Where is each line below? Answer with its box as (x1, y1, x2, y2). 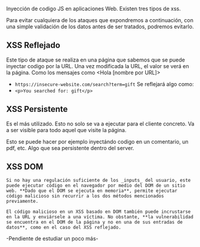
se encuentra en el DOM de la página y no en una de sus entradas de (6, 219, 183, 225)
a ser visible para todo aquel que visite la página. (6, 126, 127, 133)
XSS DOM (6, 161, 44, 172)
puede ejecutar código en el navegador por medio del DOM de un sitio (6, 182, 186, 189)
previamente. (6, 199, 39, 205)
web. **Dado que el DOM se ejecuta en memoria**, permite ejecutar (6, 188, 178, 194)
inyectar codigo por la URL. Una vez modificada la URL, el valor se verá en (6, 62, 189, 69)
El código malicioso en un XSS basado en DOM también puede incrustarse (6, 209, 191, 215)
